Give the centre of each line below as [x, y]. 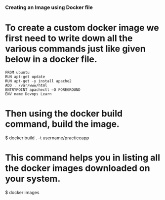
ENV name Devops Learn [28, 94]
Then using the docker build [64, 114]
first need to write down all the [69, 38]
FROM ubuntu [17, 72]
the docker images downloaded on [78, 168]
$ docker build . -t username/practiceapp [47, 138]
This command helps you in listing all [83, 158]
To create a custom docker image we [82, 28]
